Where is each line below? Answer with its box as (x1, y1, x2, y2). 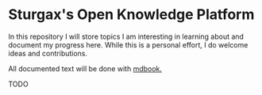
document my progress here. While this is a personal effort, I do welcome (8, 40, 249, 49)
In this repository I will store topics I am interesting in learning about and (8, 32, 245, 41)
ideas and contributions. (8, 48, 88, 58)
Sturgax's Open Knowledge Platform (8, 6, 255, 24)
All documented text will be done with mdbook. (8, 63, 163, 73)
